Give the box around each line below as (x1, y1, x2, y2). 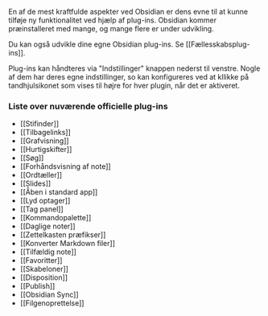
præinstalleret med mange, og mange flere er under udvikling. (8, 24, 215, 33)
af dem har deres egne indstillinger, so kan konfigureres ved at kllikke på (8, 72, 249, 81)
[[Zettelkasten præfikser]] (19, 230, 106, 240)
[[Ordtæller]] (19, 170, 63, 180)
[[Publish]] (19, 281, 56, 291)
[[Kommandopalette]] (19, 213, 92, 223)
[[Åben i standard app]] (19, 187, 98, 197)
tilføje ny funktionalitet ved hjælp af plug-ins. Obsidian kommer (8, 15, 217, 25)
